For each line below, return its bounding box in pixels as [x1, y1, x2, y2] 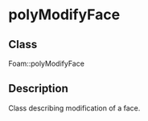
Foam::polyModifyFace [8, 58, 84, 68]
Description [8, 82, 68, 95]
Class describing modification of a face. [8, 103, 141, 113]
